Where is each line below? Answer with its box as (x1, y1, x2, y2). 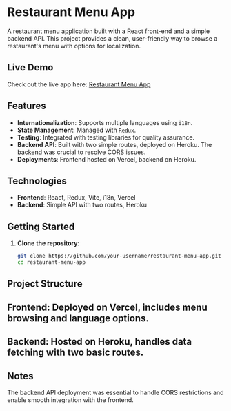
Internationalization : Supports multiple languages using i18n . (17, 118, 193, 126)
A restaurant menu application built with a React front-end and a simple (7, 27, 210, 35)
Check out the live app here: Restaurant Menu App (7, 80, 151, 88)
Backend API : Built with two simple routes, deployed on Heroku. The (17, 140, 212, 149)
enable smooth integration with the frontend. (7, 395, 134, 404)
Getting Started (7, 220, 75, 232)
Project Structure (7, 278, 83, 290)
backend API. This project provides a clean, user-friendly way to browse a (7, 34, 218, 42)
